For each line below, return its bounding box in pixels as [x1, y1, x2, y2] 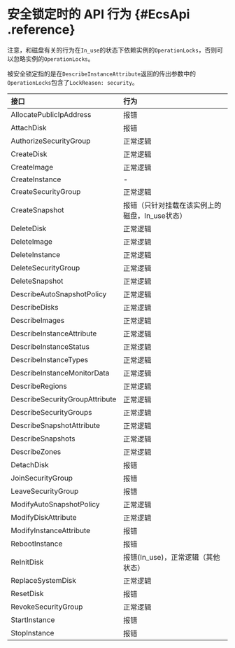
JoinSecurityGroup [10, 473, 73, 483]
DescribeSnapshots [10, 434, 76, 443]
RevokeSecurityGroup [10, 602, 83, 612]
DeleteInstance [10, 249, 61, 259]
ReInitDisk [10, 557, 44, 567]
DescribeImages [10, 315, 65, 325]
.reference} [7, 22, 76, 38]
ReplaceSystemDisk [10, 575, 77, 585]
